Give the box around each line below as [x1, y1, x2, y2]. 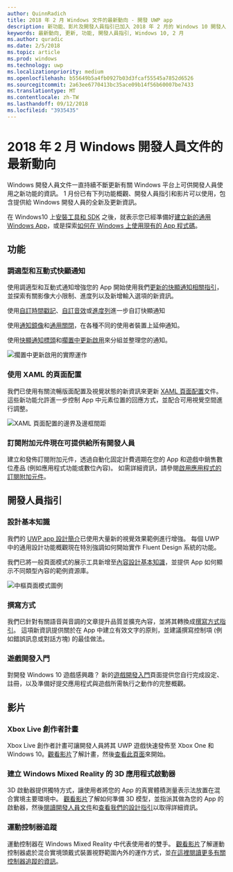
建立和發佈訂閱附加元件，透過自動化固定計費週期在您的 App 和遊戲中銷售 [7, 455, 217, 463]
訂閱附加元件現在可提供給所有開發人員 [7, 438, 135, 447]
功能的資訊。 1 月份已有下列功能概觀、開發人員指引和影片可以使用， [25, 189, 220, 198]
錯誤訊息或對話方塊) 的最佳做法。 [12, 634, 109, 642]
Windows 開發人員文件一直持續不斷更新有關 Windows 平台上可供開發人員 [7, 180, 217, 189]
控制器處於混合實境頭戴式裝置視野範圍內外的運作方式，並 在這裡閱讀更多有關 [7, 848, 226, 857]
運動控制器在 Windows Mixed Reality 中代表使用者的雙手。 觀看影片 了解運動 [7, 839, 225, 848]
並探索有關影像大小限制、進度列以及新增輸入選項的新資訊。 [7, 292, 178, 300]
